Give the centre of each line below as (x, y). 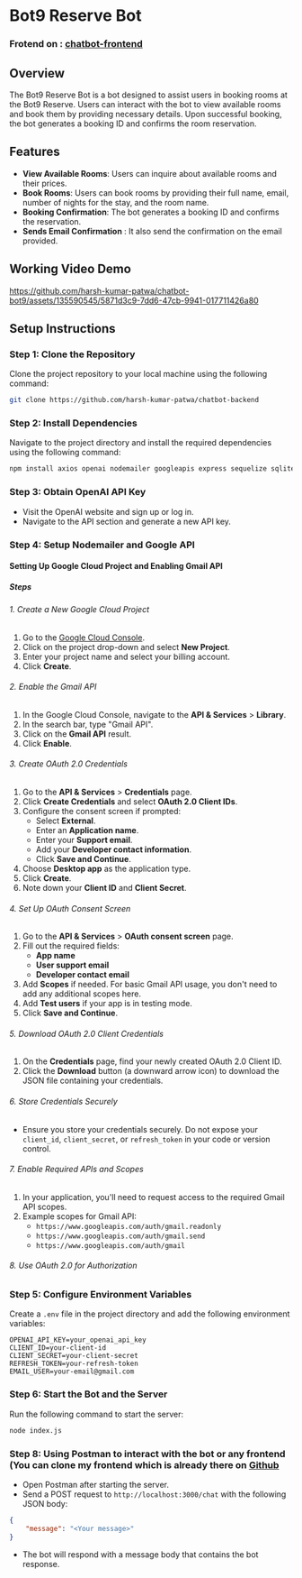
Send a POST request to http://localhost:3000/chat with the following (154, 1494)
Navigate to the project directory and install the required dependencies (141, 443)
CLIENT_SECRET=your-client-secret (74, 1356)
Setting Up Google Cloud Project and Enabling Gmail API (116, 566)
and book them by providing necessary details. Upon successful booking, (146, 114)
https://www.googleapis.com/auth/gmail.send (120, 1236)
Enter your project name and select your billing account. (126, 656)
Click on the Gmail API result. (77, 734)
